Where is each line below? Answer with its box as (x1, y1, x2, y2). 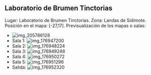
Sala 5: (12, 58, 27, 64)
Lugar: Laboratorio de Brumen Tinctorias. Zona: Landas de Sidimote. (5, 17, 146, 23)
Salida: (12, 64, 26, 70)
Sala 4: (12, 53, 27, 59)
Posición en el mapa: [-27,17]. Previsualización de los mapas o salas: (5, 22, 146, 28)
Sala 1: (12, 37, 26, 43)
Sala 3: (12, 48, 27, 54)
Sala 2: (12, 42, 27, 49)
